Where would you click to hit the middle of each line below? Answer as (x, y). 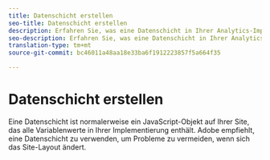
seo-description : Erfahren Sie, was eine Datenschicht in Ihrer (118, 38)
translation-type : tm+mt (50, 46)
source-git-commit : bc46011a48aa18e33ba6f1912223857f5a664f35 (115, 53)
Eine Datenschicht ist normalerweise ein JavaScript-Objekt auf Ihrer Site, (129, 122)
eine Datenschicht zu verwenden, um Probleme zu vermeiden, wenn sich (129, 138)
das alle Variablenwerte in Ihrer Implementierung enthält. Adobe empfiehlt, (131, 130)
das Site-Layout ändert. (47, 147)
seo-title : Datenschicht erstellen (68, 23)
